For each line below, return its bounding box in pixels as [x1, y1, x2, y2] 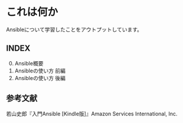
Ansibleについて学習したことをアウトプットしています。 [6, 26, 143, 33]
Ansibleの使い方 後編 [14, 74, 66, 81]
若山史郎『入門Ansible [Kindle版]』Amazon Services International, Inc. [6, 110, 178, 117]
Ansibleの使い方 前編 [14, 67, 66, 74]
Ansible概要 [14, 59, 44, 67]
